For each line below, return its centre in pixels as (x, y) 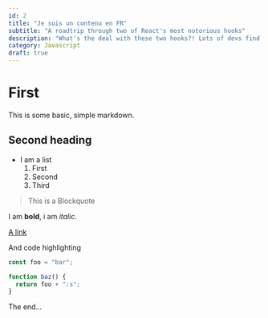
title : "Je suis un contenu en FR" (68, 23)
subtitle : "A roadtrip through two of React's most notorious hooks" (127, 31)
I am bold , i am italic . (43, 216)
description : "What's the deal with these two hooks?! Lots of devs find (134, 38)
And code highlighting (45, 247)
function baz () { (37, 277)
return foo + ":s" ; (48, 284)
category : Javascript (45, 46)
